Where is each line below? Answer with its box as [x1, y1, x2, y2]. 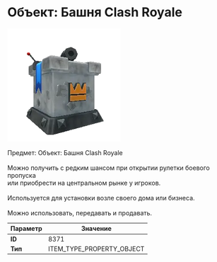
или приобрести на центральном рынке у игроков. [7, 178, 161, 187]
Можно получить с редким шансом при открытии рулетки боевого [7, 164, 210, 172]
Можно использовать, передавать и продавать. [7, 208, 153, 217]
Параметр [10, 224, 42, 233]
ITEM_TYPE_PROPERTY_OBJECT [48, 244, 145, 253]
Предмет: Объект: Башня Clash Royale [7, 148, 124, 156]
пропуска [7, 171, 37, 179]
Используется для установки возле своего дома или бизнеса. [7, 193, 196, 202]
